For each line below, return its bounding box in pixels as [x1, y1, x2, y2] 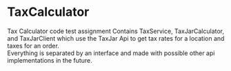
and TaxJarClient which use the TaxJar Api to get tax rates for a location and [7, 34, 225, 42]
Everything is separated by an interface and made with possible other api [7, 49, 215, 57]
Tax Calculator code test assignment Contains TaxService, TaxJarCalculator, [7, 27, 225, 35]
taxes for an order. [7, 41, 60, 50]
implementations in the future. [7, 56, 93, 64]
